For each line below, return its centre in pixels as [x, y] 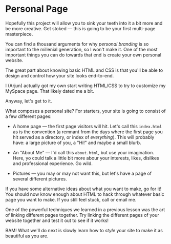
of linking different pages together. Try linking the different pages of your [82, 215]
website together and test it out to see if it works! [57, 220]
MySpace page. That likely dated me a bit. [50, 91]
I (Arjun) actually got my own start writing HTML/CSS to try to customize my [85, 86]
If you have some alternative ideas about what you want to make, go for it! [83, 189]
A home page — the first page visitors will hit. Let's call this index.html [87, 126]
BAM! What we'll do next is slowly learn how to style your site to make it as [84, 230]
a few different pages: [29, 116]
